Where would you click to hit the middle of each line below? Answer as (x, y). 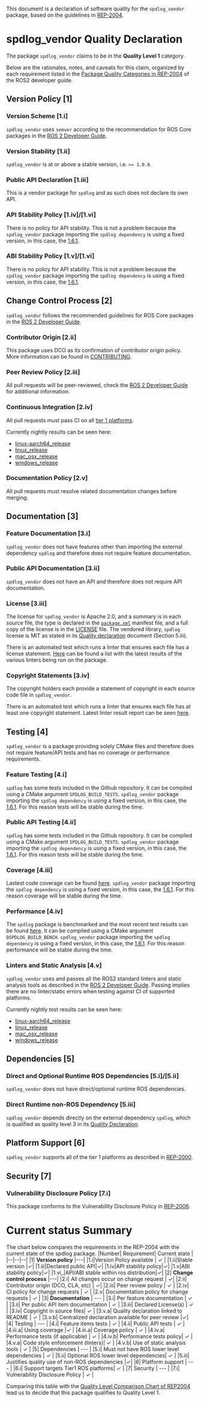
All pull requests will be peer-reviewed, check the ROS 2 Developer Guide (97, 385)
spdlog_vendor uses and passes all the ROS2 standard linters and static (94, 978)
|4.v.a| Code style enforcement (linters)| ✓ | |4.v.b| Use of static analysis (96, 1343)
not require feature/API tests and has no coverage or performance (88, 753)
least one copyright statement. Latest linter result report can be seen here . (98, 713)
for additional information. (38, 392)
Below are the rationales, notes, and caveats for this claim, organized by (95, 67)
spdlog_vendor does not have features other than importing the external (94, 547)
